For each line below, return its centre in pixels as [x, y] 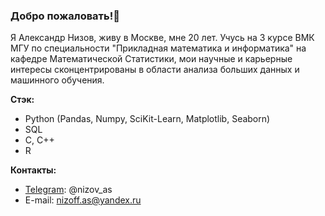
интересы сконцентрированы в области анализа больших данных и [155, 70]
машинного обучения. [57, 80]
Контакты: [33, 170]
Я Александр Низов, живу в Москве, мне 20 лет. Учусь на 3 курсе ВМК [162, 38]
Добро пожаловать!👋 [65, 16]
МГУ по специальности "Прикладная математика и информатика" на [158, 48]
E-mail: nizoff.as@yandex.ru [83, 200]
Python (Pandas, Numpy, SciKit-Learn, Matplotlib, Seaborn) [147, 119]
